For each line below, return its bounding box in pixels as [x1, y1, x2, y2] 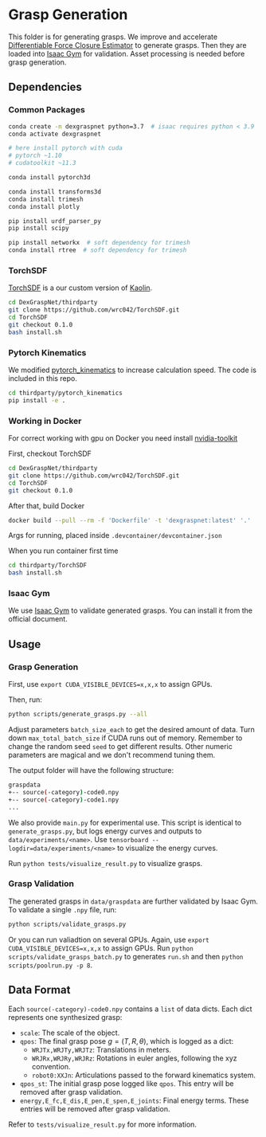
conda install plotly [8, 202, 80, 210]
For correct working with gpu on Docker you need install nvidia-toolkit [8, 433, 238, 443]
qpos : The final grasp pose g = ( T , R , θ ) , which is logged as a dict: [19, 1037, 234, 1046]
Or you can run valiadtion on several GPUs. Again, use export [8, 935, 209, 944]
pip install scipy [8, 225, 69, 233]
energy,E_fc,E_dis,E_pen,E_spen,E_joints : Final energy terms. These [19, 1096, 249, 1105]
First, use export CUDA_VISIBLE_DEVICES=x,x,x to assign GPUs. [8, 680, 213, 689]
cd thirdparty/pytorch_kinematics [8, 389, 123, 397]
